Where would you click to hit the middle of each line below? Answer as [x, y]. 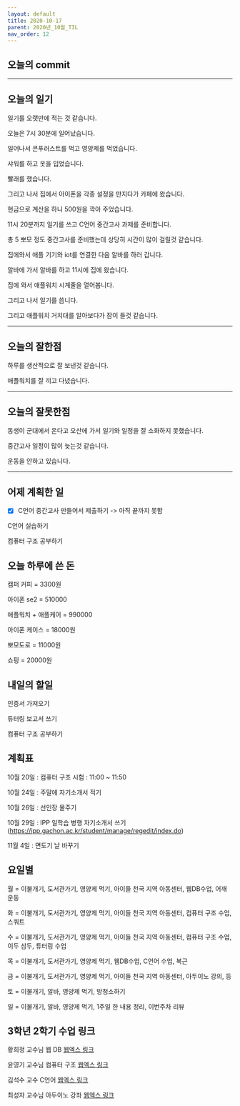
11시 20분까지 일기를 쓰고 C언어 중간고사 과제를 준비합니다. [89, 224]
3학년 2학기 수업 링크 [51, 1031]
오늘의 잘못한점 [39, 412]
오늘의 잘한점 [35, 347]
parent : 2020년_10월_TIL [43, 27]
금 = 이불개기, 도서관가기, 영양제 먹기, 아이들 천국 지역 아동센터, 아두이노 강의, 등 [120, 976]
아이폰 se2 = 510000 [37, 599]
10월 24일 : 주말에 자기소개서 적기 [55, 792]
